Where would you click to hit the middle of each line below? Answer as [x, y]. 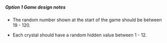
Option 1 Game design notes [35, 7]
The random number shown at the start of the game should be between [87, 20]
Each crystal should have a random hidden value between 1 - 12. [80, 35]
